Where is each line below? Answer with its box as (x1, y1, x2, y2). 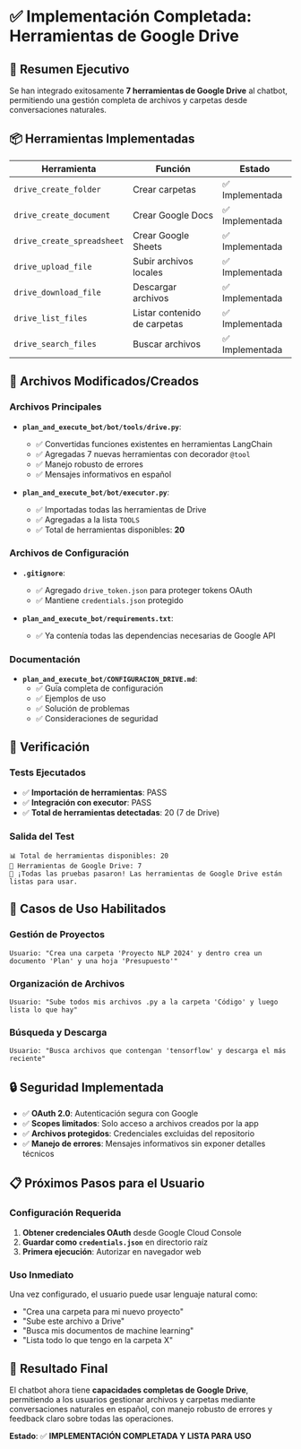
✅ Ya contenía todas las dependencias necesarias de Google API (35, 630, 276, 641)
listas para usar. (9, 877, 78, 886)
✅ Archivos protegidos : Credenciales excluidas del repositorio (21, 1128, 255, 1139)
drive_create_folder (13, 184, 101, 194)
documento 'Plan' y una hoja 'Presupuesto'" (9, 956, 178, 965)
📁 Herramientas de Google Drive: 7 (9, 862, 142, 871)
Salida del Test (9, 830, 74, 842)
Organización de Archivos (9, 977, 125, 989)
